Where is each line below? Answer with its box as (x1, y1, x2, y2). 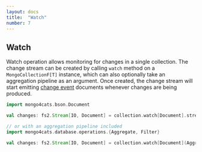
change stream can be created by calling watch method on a (6, 64, 155, 72)
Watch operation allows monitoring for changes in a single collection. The (6, 58, 188, 65)
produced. (6, 90, 32, 97)
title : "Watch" (6, 14, 47, 20)
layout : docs (6, 8, 39, 15)
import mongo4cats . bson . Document (6, 102, 90, 108)
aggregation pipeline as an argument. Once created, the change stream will (6, 78, 193, 85)
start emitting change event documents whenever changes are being (6, 84, 177, 91)
